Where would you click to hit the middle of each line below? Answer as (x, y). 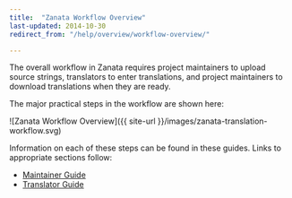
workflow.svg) (35, 131)
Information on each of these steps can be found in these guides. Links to (146, 148)
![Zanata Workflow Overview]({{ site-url (82, 121)
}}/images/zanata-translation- (212, 121)
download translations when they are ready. (90, 87)
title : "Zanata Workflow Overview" (77, 17)
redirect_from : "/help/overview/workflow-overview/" (110, 34)
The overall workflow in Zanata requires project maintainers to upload (137, 67)
